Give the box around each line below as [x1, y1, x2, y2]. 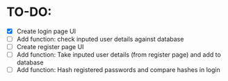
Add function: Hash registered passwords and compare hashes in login [16, 66, 220, 74]
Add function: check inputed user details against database [16, 35, 184, 43]
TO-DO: [6, 4, 52, 20]
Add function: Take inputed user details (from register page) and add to [16, 51, 222, 59]
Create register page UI [16, 43, 84, 51]
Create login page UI [16, 27, 76, 35]
